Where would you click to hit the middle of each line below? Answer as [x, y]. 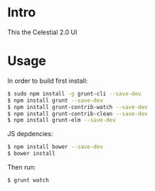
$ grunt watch [28, 180]
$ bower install [31, 154]
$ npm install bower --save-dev [55, 147]
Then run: [22, 167]
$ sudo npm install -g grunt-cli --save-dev [74, 93]
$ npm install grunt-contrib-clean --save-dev [77, 114]
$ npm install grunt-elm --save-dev [62, 120]
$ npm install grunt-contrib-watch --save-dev [77, 107]
